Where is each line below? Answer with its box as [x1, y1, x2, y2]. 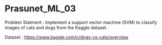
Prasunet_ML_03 [4, 3, 76, 14]
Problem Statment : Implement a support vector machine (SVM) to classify [4, 19, 158, 25]
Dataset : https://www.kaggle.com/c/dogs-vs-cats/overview [4, 34, 129, 40]
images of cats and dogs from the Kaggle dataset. [4, 24, 108, 30]
